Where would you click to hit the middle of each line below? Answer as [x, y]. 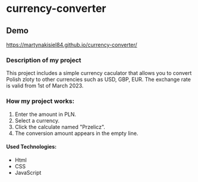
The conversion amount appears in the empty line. [76, 133]
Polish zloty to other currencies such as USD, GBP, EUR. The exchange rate [99, 80]
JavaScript [28, 172]
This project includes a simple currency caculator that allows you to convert [99, 73]
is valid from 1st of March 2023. [45, 86]
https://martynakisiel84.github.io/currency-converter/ [72, 45]
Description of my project [44, 60]
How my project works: [40, 101]
